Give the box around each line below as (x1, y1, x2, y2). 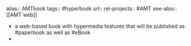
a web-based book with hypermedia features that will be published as (14, 23, 185, 29)
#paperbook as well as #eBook (14, 29, 90, 36)
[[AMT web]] (6, 11, 37, 18)
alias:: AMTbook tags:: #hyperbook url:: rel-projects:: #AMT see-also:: (6, 5, 177, 12)
